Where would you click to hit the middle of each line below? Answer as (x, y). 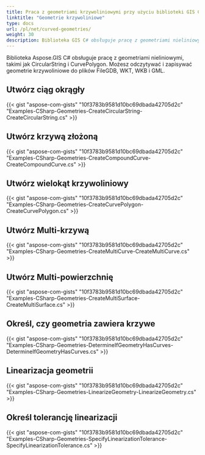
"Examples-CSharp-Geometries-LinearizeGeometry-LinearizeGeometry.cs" (101, 392)
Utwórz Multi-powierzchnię (60, 277)
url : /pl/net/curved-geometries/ (49, 29)
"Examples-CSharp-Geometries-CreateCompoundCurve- (79, 158)
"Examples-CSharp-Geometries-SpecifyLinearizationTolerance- (87, 439)
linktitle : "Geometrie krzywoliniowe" (56, 18)
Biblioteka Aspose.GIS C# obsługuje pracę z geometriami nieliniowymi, (95, 58)
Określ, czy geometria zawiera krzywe (81, 324)
